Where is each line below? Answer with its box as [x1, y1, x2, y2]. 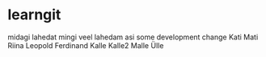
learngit [7, 6, 61, 24]
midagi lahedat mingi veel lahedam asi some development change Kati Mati [7, 32, 259, 42]
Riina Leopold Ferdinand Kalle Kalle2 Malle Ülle [7, 40, 164, 50]
